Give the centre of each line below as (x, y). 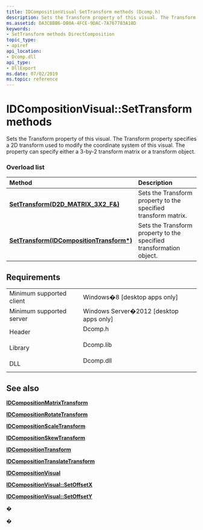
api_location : (24, 51)
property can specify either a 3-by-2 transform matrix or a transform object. (101, 152)
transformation (159, 248)
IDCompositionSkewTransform (46, 438)
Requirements (33, 277)
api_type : (19, 62)
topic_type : (21, 40)
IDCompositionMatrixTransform (47, 402)
